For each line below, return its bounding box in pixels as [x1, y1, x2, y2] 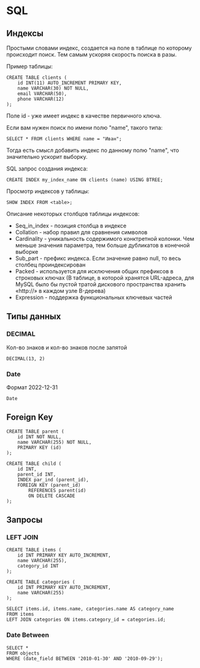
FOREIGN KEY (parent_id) [17, 482, 81, 488]
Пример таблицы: [6, 63, 53, 70]
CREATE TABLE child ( [6, 460, 62, 466]
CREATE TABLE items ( [6, 547, 62, 553]
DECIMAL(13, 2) [6, 355, 45, 362]
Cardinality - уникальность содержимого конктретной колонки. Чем [15, 235, 194, 242]
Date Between [6, 631, 50, 639]
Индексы [6, 28, 44, 39]
